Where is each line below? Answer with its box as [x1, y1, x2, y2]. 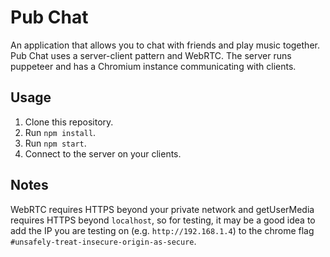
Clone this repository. [24, 116, 114, 128]
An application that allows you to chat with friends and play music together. [10, 39, 320, 51]
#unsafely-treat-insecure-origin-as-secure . [10, 235, 197, 247]
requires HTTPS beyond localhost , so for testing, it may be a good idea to [10, 214, 316, 226]
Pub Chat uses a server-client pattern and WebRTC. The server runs [10, 49, 292, 61]
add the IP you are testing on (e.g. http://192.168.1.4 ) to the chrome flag [10, 224, 315, 236]
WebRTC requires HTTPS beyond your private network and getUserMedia [10, 203, 315, 215]
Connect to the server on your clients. [24, 147, 182, 160]
